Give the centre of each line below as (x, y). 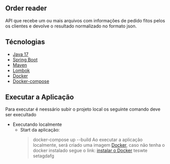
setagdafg (43, 156)
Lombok (21, 70)
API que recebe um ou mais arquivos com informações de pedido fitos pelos (85, 20)
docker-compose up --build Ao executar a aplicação (88, 140)
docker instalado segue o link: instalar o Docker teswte (90, 151)
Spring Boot (25, 59)
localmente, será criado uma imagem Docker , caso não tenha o (99, 145)
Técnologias (25, 42)
